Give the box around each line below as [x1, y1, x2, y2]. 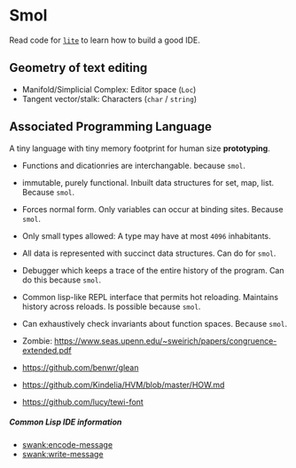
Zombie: [21, 335, 53, 346]
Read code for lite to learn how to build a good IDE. [9, 35, 201, 45]
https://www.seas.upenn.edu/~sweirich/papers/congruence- [54, 335, 277, 346]
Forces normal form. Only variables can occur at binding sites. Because [21, 203, 284, 214]
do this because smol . [21, 274, 102, 285]
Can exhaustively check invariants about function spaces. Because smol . [21, 318, 288, 329]
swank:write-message [21, 448, 104, 459]
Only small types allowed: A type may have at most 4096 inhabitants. [21, 230, 272, 241]
